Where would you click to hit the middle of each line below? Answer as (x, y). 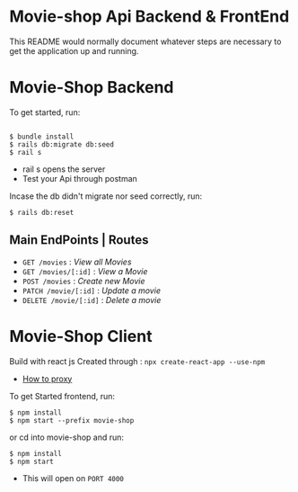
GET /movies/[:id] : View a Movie (85, 271)
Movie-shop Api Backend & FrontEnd (149, 17)
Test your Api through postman (79, 178)
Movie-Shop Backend (92, 88)
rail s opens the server (64, 169)
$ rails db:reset (42, 212)
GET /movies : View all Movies (77, 262)
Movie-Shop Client (81, 336)
